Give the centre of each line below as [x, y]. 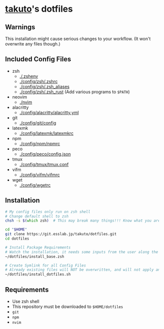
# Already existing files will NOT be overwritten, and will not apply [79, 270]
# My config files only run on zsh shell [48, 212]
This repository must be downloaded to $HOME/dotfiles [68, 307]
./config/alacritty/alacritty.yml [49, 112]
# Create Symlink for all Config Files [46, 265]
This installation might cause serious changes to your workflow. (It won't [78, 39]
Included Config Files [38, 59]
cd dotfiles [17, 239]
